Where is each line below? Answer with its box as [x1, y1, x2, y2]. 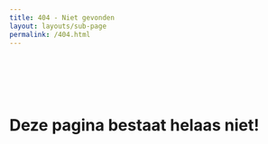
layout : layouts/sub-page [9, 22, 106, 31]
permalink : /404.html [9, 30, 91, 39]
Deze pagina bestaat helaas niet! [9, 114, 260, 135]
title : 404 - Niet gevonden [9, 13, 116, 22]
